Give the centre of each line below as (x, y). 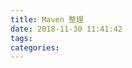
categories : (35, 47)
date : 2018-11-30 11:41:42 (66, 29)
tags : (21, 38)
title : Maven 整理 (47, 19)
